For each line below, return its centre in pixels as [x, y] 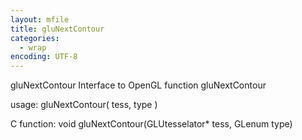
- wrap [33, 47]
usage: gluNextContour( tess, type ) [84, 105]
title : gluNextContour [57, 29]
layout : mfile [40, 19]
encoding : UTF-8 [44, 57]
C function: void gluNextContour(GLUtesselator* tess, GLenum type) [151, 124]
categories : [35, 38]
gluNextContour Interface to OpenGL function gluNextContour [138, 85]
